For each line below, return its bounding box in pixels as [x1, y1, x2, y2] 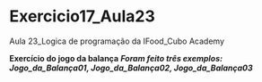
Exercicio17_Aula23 [9, 6, 155, 27]
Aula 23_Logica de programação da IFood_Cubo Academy [9, 36, 224, 46]
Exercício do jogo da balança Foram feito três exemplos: [9, 53, 223, 63]
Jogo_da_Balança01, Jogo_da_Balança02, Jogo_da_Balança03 [9, 62, 253, 73]
